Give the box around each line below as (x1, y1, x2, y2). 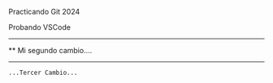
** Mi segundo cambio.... (8, 46, 93, 55)
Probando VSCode (8, 23, 71, 31)
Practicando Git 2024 (8, 7, 80, 16)
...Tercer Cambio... (8, 68, 79, 77)
